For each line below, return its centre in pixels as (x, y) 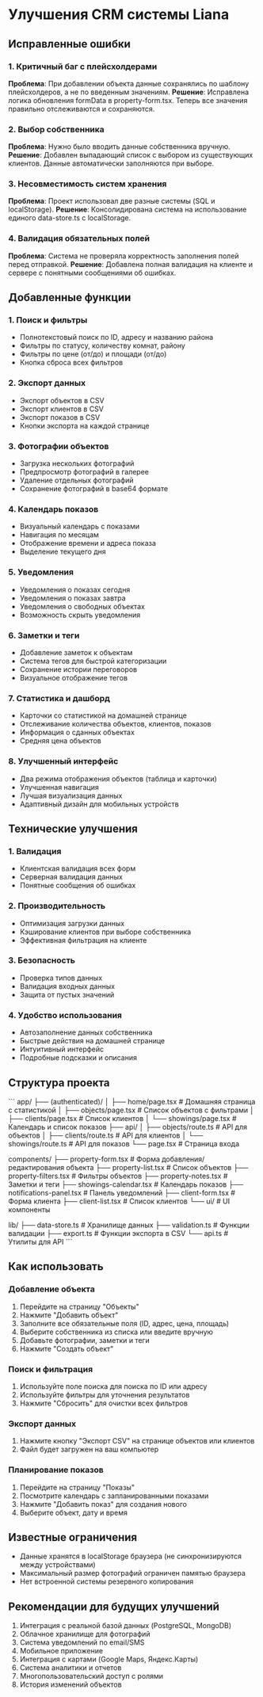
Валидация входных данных (67, 986)
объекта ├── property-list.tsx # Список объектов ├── (157, 1167)
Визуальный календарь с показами (80, 526)
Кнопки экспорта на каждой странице (84, 425)
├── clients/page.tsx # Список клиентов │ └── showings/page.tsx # (122, 1118)
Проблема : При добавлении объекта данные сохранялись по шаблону (129, 83)
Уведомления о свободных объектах (82, 606)
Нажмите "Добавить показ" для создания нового (103, 1504)
